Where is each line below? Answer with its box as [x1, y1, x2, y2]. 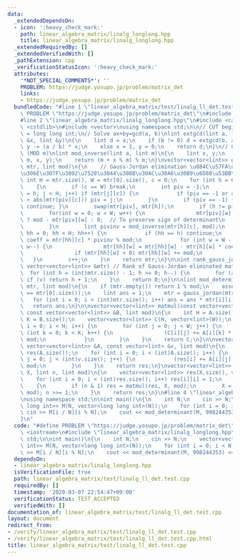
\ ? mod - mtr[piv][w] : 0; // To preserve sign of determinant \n [20, 216, 225, 224]
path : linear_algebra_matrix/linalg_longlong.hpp [20, 30, 171, 38]
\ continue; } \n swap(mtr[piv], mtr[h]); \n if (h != [20, 203, 225, 211]
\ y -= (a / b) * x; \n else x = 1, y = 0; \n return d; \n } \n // [20, 144, 229, 151]
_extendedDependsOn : [14, 17, 75, 24]
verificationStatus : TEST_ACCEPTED [14, 495, 120, 502]
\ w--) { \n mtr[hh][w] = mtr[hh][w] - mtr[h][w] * [20, 243, 222, 250]
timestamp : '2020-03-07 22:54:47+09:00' [14, 489, 136, 496]
